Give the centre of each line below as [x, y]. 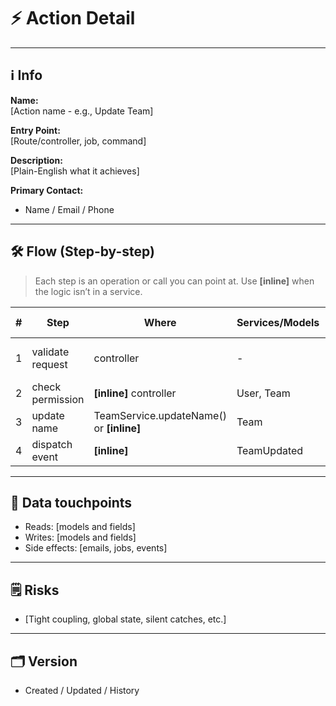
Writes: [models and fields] [80, 537]
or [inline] [117, 428]
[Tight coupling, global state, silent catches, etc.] [125, 619]
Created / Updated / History [82, 690]
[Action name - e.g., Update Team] [82, 111]
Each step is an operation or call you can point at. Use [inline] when [174, 281]
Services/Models [278, 322]
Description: [36, 160]
